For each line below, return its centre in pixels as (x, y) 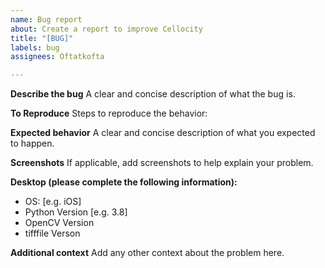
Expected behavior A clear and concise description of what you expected (163, 133)
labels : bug (35, 47)
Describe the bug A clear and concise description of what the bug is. (153, 94)
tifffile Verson (52, 233)
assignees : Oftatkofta (57, 57)
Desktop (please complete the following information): (124, 182)
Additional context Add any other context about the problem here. (147, 253)
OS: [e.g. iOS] (53, 202)
